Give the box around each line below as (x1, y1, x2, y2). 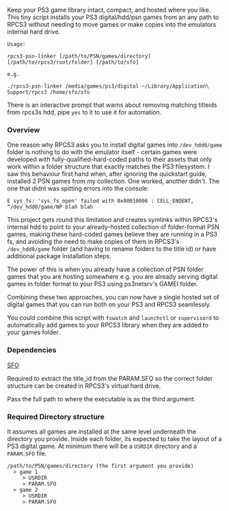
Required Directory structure (7, 412, 105, 421)
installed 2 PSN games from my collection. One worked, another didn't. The (7, 177, 220, 186)
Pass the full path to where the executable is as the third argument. (7, 395, 196, 403)
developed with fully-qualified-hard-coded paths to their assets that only (7, 155, 212, 164)
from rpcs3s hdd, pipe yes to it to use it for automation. (7, 108, 162, 116)
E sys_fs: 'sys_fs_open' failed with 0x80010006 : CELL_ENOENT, (7, 198, 194, 205)
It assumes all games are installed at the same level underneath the (7, 427, 197, 436)
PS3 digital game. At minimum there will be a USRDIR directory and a (7, 442, 197, 450)
